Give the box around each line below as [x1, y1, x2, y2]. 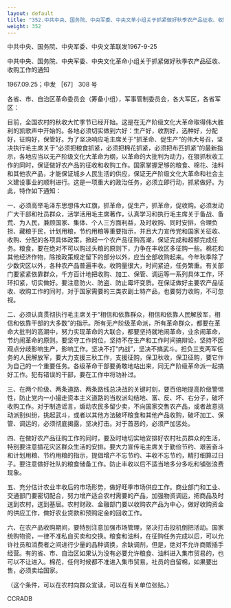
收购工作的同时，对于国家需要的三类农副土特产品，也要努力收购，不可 [19, 287, 218, 295]
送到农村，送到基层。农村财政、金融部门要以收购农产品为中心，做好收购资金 [7, 500, 224, 508]
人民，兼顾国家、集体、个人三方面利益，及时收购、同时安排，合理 [25, 218, 212, 227]
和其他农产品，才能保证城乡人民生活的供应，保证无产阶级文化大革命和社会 [7, 170, 218, 178]
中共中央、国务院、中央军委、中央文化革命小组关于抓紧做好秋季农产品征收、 [7, 57, 224, 65]
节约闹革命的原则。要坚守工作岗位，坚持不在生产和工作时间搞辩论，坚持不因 [7, 336, 224, 344]
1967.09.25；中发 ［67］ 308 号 [7, 80, 98, 89]
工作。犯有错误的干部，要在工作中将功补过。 [12, 370, 140, 379]
